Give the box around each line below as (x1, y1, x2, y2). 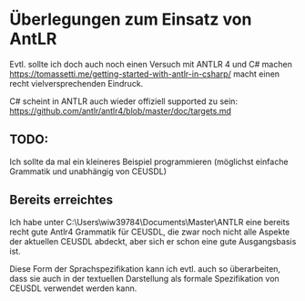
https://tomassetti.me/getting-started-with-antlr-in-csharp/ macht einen (9, 68, 280, 79)
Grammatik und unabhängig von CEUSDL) (9, 165, 167, 177)
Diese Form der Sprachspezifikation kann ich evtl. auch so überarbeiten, (9, 263, 280, 274)
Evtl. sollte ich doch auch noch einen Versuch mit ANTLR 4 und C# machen (9, 58, 293, 69)
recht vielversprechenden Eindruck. (9, 78, 144, 88)
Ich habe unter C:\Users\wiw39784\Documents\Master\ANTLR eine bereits (9, 216, 290, 227)
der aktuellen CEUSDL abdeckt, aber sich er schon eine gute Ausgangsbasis (9, 235, 297, 246)
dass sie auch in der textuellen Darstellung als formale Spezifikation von (9, 273, 280, 284)
